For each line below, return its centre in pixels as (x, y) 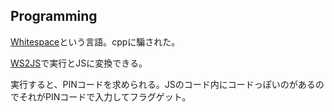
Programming (54, 16)
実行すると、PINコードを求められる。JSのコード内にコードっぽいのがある (163, 84)
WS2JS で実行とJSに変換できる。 (79, 63)
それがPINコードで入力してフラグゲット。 (105, 96)
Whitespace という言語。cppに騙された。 (95, 41)
